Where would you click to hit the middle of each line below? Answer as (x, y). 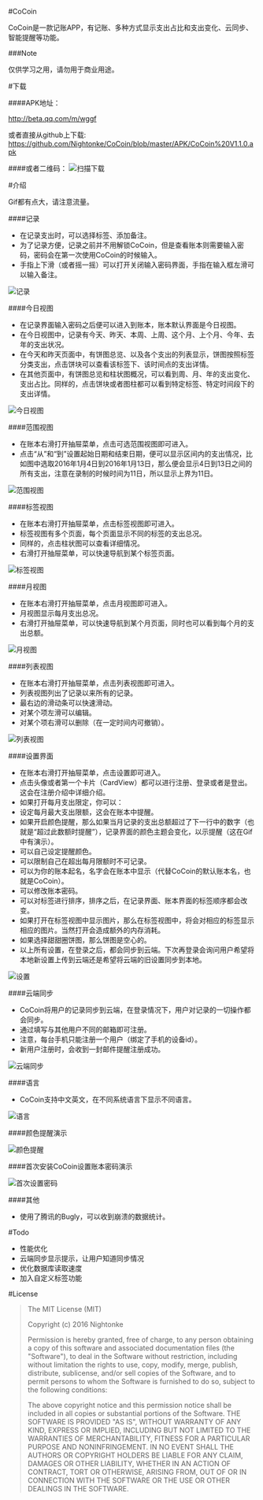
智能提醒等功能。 (36, 37)
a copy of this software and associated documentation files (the (131, 1348)
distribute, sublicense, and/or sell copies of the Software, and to (131, 1373)
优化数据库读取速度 (51, 1268)
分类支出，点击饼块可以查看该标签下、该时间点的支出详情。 (116, 364)
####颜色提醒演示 (38, 1133)
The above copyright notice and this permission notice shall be (130, 1405)
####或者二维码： (38, 168)
